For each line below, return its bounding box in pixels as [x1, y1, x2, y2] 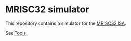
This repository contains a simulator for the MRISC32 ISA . [5, 20, 126, 26]
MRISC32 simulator [5, 4, 89, 15]
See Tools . [5, 30, 28, 36]
